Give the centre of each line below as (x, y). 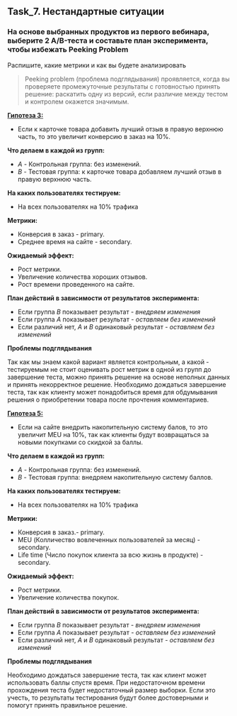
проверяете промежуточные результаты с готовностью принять (122, 86)
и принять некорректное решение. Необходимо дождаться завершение (117, 384)
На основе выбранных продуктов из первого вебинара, (109, 32)
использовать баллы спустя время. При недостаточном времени (106, 682)
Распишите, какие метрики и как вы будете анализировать (97, 65)
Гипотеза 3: (25, 115)
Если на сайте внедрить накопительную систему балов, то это (112, 427)
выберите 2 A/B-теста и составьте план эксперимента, (108, 40)
